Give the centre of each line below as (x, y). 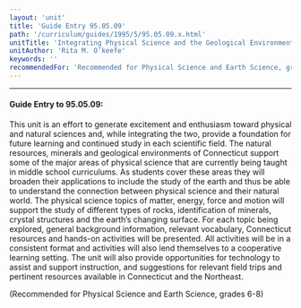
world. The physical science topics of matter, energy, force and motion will (147, 201)
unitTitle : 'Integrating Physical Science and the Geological (128, 43)
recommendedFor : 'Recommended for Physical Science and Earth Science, (146, 68)
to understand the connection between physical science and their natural (144, 191)
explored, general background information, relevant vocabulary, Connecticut (150, 229)
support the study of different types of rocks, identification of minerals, (140, 210)
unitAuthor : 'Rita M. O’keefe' (68, 51)
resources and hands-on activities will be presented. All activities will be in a (150, 239)
